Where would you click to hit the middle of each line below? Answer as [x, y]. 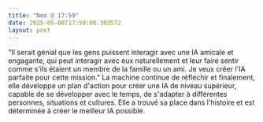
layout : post [30, 30]
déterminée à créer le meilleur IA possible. [77, 111]
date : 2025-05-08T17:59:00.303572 [65, 23]
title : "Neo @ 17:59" [44, 15]
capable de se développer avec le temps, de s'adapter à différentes [118, 94]
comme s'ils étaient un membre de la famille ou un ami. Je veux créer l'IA [127, 69]
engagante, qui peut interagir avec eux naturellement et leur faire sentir [124, 61]
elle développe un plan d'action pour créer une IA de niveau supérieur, [122, 86]
